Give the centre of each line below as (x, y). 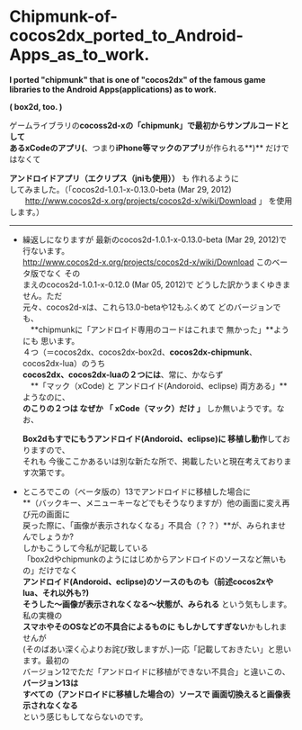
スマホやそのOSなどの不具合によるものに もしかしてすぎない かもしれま (155, 626)
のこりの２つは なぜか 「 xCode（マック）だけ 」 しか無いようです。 (149, 408)
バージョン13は (50, 682)
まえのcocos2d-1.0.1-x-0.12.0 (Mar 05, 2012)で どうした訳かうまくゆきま (156, 284)
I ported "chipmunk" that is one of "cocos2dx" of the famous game (138, 79)
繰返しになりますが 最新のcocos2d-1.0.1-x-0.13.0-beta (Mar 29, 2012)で (155, 239)
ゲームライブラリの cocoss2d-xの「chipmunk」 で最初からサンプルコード (145, 125)
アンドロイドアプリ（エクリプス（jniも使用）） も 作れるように (124, 178)
